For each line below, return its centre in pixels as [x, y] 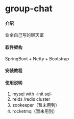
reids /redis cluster [31, 99]
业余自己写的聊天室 [25, 35]
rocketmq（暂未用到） [35, 111]
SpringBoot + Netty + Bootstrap [37, 59]
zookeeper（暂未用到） [36, 105]
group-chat [29, 9]
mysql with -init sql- [32, 94]
